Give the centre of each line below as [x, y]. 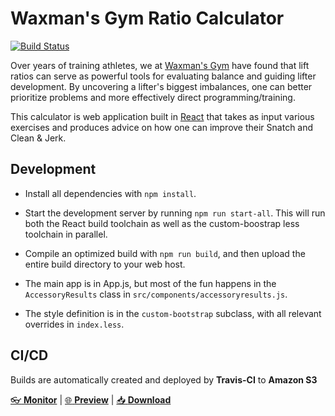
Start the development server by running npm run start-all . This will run [175, 213]
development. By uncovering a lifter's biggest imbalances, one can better [161, 86]
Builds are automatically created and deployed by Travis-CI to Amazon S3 [164, 379]
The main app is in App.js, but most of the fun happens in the [150, 283]
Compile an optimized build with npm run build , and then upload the [165, 253]
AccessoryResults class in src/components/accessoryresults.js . [156, 294]
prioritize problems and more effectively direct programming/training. [153, 97]
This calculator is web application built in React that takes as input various [162, 116]
